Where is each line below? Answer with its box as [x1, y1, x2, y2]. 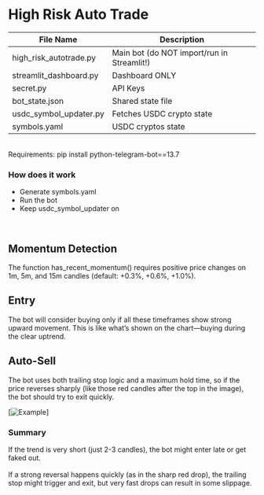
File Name [38, 34, 78, 45]
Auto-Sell [8, 354, 57, 368]
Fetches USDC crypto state [112, 108, 213, 119]
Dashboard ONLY [112, 69, 177, 80]
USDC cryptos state [112, 120, 185, 131]
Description [159, 34, 204, 45]
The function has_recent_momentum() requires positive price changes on [8, 263, 246, 272]
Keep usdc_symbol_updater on [19, 204, 120, 213]
